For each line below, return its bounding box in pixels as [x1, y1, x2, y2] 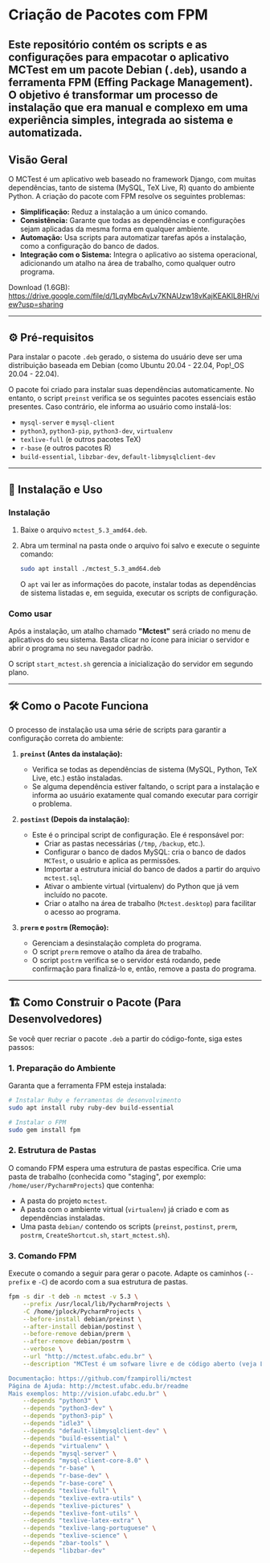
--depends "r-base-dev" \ [22, 1472, 110, 1480]
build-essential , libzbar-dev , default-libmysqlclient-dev [19, 452, 216, 461]
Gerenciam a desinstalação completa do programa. [31, 938, 202, 948]
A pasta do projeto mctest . [19, 1196, 108, 1205]
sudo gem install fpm [8, 1126, 81, 1134]
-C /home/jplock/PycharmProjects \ [22, 1307, 142, 1316]
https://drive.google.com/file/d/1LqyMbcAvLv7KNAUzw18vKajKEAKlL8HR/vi [8, 292, 260, 301]
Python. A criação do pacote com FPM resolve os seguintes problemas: [8, 192, 246, 201]
